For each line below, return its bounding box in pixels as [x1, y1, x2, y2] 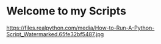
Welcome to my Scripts [6, 4, 127, 18]
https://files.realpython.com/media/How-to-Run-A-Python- [6, 24, 155, 31]
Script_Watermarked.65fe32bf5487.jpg [6, 30, 104, 37]
